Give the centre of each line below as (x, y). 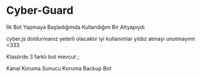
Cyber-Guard (40, 10)
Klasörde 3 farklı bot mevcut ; (43, 56)
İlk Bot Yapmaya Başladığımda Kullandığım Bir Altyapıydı (76, 27)
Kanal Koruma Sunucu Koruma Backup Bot (59, 68)
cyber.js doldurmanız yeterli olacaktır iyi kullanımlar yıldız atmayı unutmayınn (101, 38)
